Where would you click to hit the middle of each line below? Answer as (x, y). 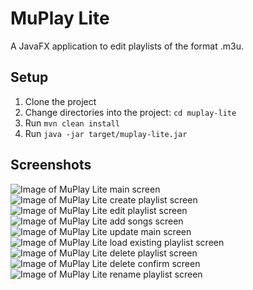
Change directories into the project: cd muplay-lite (130, 112)
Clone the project (60, 101)
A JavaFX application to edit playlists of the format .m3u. (127, 46)
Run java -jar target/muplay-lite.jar (106, 133)
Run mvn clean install (72, 123)
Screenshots (51, 165)
